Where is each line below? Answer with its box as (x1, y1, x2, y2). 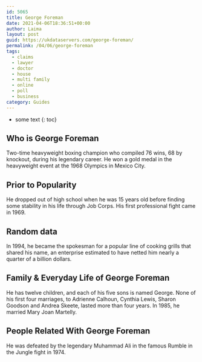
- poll (11, 88, 28, 94)
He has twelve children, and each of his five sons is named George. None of (6, 289, 196, 296)
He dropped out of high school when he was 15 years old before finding (6, 196, 185, 203)
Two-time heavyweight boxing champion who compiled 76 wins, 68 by (6, 149, 183, 156)
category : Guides (6, 99, 50, 105)
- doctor (11, 65, 34, 72)
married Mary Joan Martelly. (6, 308, 77, 315)
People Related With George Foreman (6, 326, 151, 337)
